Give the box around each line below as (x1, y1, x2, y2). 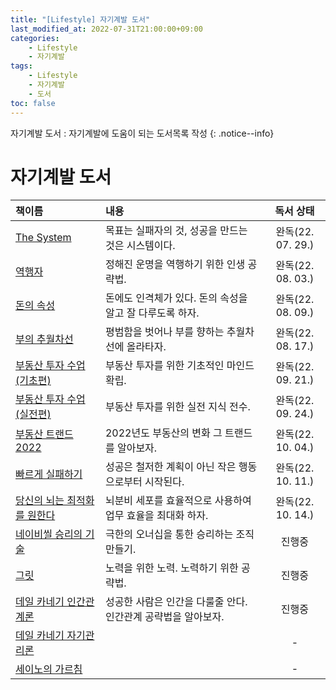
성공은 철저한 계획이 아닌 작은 (104, 460, 237, 474)
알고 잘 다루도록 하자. (104, 306, 200, 320)
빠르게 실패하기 (15, 467, 83, 481)
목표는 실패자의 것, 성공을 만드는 (104, 224, 248, 238)
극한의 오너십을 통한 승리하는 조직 (104, 527, 255, 541)
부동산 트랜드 (15, 427, 74, 441)
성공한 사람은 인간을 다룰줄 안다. (104, 595, 248, 609)
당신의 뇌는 (15, 494, 65, 508)
